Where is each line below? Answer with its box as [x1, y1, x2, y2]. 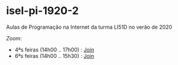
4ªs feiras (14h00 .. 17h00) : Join [14, 46, 95, 53]
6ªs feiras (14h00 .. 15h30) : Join [14, 52, 95, 59]
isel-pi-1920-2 [6, 4, 79, 18]
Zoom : [6, 35, 22, 42]
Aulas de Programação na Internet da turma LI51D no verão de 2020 [6, 23, 173, 30]
